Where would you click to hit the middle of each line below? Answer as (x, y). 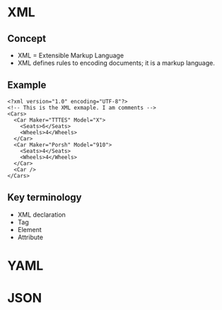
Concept (27, 39)
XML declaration (41, 214)
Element (30, 229)
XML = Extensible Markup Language (71, 55)
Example (27, 85)
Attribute (30, 237)
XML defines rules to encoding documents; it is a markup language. (116, 63)
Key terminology (45, 198)
